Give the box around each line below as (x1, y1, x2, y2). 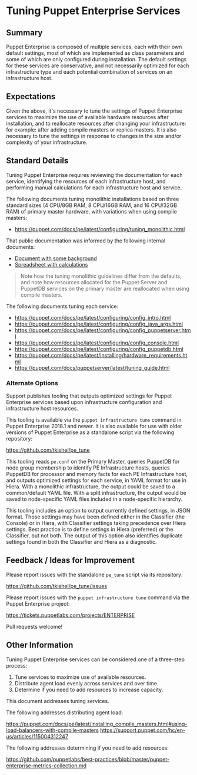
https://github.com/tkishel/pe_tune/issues (6, 582, 108, 589)
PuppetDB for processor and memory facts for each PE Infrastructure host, (6, 470, 188, 477)
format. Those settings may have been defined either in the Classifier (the (6, 513, 185, 520)
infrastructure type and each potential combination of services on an (6, 68, 173, 75)
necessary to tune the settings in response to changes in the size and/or (6, 132, 182, 139)
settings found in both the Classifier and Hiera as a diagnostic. (6, 538, 157, 545)
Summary (6, 28, 43, 38)
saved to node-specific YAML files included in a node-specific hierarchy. (6, 495, 183, 503)
